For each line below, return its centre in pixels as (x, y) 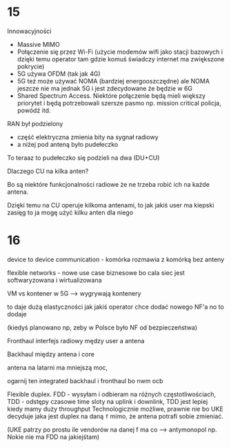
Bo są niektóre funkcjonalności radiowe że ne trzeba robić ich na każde (109, 184)
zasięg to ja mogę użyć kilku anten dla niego (70, 212)
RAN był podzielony (35, 123)
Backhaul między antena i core (51, 354)
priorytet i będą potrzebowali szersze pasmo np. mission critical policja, (119, 103)
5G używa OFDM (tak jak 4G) (59, 74)
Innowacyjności (29, 31)
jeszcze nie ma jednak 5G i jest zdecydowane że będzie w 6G (105, 88)
